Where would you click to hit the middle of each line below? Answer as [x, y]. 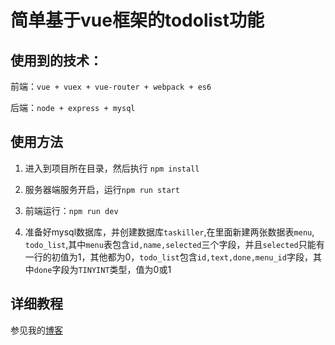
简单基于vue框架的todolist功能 [137, 20]
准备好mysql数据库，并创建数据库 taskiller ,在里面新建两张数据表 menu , [169, 232]
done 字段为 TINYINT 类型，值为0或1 [102, 269]
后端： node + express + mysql [73, 107]
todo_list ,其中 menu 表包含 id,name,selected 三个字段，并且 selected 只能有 [174, 244]
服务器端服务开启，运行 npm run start [102, 189]
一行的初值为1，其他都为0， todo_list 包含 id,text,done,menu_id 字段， [168, 257]
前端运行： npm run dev [71, 210]
